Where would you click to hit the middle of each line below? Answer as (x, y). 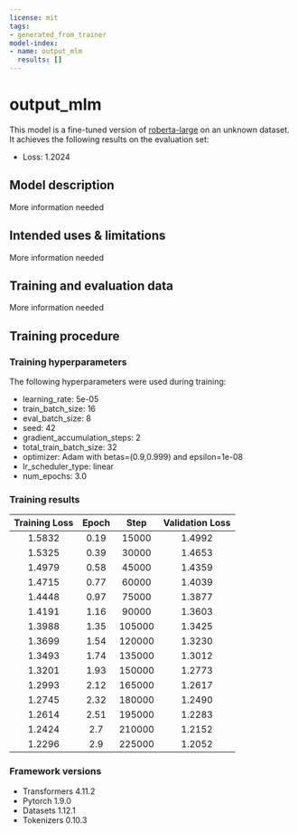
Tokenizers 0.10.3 (55, 819)
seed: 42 (39, 428)
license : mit (34, 18)
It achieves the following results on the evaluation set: (109, 139)
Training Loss (44, 523)
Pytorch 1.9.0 (47, 800)
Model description (62, 185)
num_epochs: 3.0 (55, 476)
